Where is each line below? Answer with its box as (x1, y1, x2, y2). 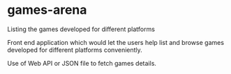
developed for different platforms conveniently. (7, 46, 143, 54)
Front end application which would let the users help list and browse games (7, 38, 225, 46)
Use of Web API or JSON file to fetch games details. (7, 59, 157, 67)
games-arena (7, 2, 87, 18)
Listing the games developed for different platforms (7, 25, 156, 33)
